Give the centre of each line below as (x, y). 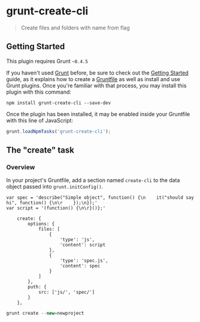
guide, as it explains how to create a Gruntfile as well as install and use (93, 79)
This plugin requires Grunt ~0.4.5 (47, 61)
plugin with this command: (39, 92)
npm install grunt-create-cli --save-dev (59, 103)
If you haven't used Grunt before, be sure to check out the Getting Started (97, 73)
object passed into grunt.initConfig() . (55, 187)
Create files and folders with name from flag (75, 28)
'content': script (83, 245)
